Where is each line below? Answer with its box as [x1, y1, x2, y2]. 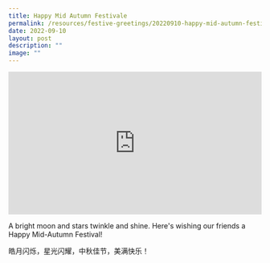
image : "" [8, 49, 42, 57]
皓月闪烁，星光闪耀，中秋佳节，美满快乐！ [8, 246, 149, 256]
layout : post [8, 34, 52, 43]
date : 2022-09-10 [8, 27, 67, 35]
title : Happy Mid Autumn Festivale [8, 11, 128, 20]
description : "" [8, 42, 63, 50]
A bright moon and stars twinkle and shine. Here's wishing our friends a [8, 220, 246, 230]
